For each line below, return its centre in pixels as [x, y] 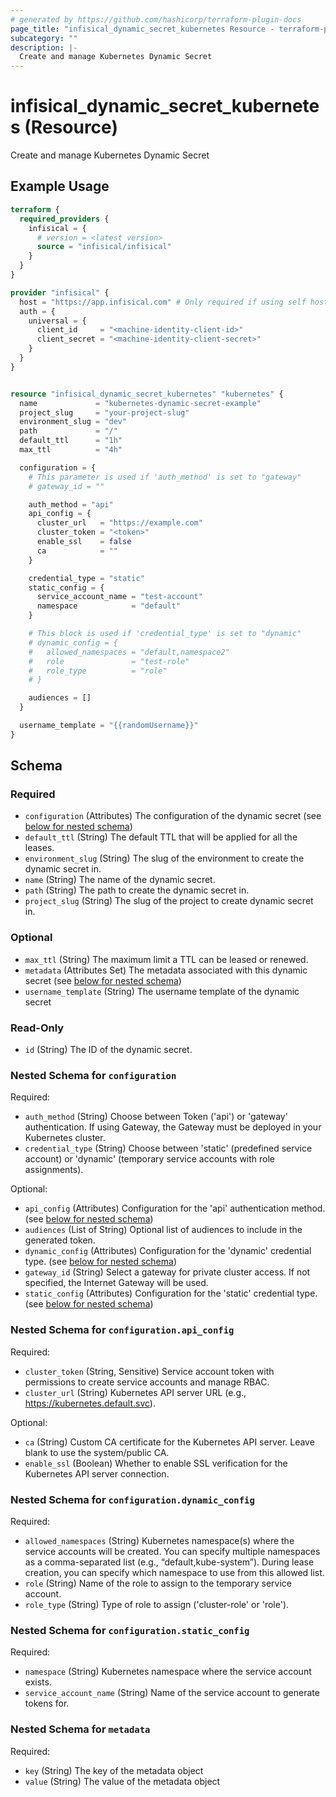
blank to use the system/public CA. [97, 1452]
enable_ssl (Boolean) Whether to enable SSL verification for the [156, 1463]
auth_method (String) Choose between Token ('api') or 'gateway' [156, 1117]
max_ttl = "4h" [71, 450]
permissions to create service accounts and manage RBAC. [147, 1382]
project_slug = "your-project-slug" [104, 412]
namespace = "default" [109, 606]
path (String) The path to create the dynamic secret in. [137, 890]
